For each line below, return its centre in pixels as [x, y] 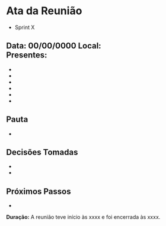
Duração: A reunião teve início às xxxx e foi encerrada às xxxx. [83, 217]
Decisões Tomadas [42, 152]
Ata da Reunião [44, 11]
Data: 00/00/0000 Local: [54, 46]
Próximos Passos [39, 191]
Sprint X [25, 27]
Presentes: [27, 55]
